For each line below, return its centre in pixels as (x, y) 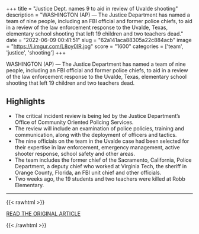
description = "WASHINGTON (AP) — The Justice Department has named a (98, 15)
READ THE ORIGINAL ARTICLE (44, 213)
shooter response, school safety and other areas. (75, 153)
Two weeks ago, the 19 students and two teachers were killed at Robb (100, 179)
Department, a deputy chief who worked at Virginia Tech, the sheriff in (101, 166)
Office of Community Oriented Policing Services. (74, 122)
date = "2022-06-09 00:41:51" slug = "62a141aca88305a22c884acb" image (99, 40)
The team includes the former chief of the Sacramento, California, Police (103, 160)
